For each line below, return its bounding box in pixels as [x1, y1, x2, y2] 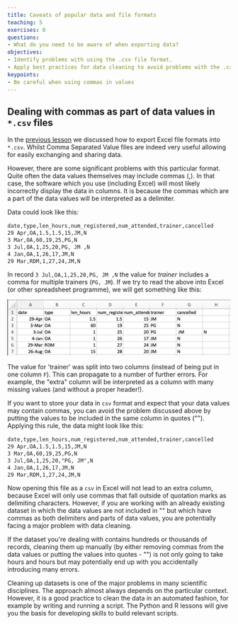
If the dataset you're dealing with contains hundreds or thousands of [7, 535, 208, 544]
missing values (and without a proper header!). [7, 386, 144, 394]
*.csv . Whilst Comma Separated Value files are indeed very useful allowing [7, 143, 227, 151]
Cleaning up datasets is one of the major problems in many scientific [7, 579, 208, 587]
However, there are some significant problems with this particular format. [7, 164, 221, 173]
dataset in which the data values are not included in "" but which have [7, 507, 212, 515]
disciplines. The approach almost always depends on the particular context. [7, 587, 229, 595]
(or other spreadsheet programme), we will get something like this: [7, 285, 202, 294]
